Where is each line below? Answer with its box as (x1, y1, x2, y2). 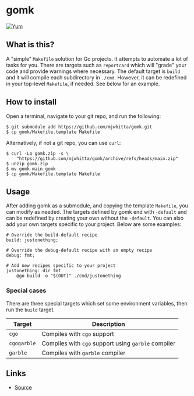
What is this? (6, 40, 55, 50)
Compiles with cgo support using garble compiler (41, 339, 176, 348)
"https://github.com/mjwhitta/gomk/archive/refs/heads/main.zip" (16, 155, 179, 161)
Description (91, 319, 125, 328)
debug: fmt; (6, 252, 35, 259)
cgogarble (9, 340, 36, 346)
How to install (6, 97, 57, 107)
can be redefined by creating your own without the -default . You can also (6, 214, 184, 222)
